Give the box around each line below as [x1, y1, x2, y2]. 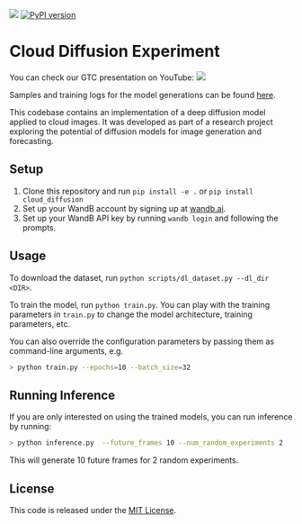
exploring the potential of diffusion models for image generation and [9, 126, 262, 137]
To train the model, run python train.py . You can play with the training [9, 299, 271, 310]
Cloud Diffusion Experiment [9, 41, 220, 62]
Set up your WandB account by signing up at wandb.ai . [22, 203, 226, 213]
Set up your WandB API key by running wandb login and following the [22, 212, 279, 223]
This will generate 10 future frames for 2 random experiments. [9, 455, 239, 465]
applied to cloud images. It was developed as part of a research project [9, 116, 274, 127]
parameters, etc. [9, 318, 71, 329]
